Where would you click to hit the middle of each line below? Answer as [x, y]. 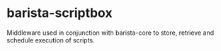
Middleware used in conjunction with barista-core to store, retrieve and [110, 33]
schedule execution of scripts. [51, 40]
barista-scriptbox [59, 13]
